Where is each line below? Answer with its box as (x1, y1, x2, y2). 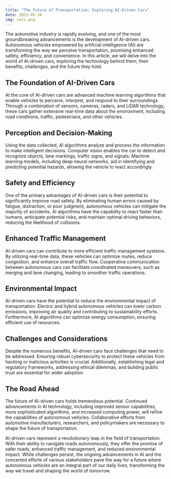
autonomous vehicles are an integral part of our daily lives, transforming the (5, 462, 165, 468)
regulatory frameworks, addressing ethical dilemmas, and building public (5, 364, 159, 371)
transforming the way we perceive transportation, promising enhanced (5, 47, 154, 54)
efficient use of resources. (5, 320, 61, 326)
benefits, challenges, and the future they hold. (5, 63, 103, 70)
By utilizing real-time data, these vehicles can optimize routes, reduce (5, 253, 152, 259)
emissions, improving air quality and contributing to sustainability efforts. (5, 309, 158, 315)
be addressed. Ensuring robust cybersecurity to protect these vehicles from (5, 353, 165, 359)
